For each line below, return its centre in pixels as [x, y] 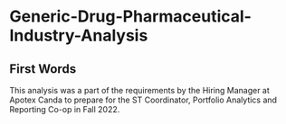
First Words [43, 69]
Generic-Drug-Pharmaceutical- [130, 17]
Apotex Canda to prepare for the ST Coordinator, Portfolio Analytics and [143, 100]
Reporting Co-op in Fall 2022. [65, 109]
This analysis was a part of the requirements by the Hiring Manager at [139, 90]
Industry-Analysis [79, 35]
